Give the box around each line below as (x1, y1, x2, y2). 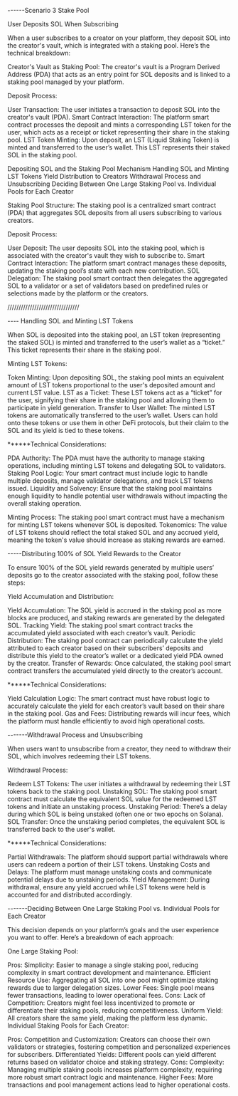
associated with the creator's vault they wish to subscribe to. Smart (7, 251, 205, 259)
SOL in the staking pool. (7, 151, 77, 159)
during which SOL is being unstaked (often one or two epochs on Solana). (7, 810, 224, 818)
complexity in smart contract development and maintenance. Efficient (7, 969, 211, 976)
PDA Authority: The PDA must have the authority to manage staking (7, 454, 205, 462)
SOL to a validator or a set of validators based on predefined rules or (7, 281, 208, 290)
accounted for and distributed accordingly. (7, 890, 133, 899)
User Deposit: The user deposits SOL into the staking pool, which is (7, 244, 205, 252)
